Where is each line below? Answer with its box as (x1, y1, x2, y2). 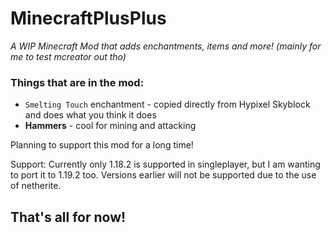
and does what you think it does (24, 109, 157, 121)
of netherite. (10, 180, 62, 192)
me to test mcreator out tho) (10, 50, 127, 62)
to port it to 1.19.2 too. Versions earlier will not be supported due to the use (10, 169, 317, 181)
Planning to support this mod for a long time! (10, 139, 194, 151)
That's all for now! (10, 208, 127, 226)
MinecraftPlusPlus (10, 7, 167, 30)
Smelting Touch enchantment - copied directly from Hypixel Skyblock (24, 98, 311, 111)
